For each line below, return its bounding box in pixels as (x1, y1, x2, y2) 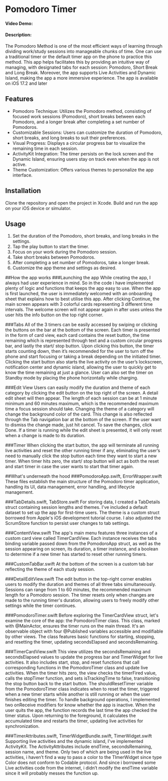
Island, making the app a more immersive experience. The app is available (5, 75, 158, 81)
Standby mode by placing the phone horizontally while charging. (5, 375, 138, 381)
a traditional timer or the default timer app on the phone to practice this (5, 54, 152, 60)
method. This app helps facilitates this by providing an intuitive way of (5, 59, 149, 65)
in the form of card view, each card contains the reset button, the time (5, 332, 150, 338)
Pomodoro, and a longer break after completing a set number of (12, 119, 145, 125)
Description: (5, 32, 32, 38)
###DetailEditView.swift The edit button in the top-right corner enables (5, 576, 152, 582)
